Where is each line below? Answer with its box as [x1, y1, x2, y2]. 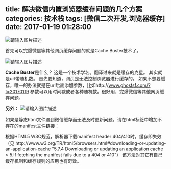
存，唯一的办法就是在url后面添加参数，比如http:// [5, 82, 109, 88]
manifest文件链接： [18, 123, 60, 129]
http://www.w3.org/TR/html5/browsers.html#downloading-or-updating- [15, 139, 166, 146]
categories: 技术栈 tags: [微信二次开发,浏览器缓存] [5, 14, 165, 23]
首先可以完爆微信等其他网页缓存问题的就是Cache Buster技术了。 [5, 47, 141, 53]
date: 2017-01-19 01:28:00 [5, 22, 92, 32]
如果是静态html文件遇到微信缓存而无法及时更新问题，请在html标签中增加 [5, 116, 158, 122]
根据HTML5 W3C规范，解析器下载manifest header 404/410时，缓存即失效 [5, 133, 162, 139]
